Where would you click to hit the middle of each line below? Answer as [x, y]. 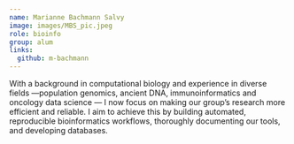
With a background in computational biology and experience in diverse [138, 83]
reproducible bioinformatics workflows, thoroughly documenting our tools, [145, 121]
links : [21, 50]
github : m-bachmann [53, 58]
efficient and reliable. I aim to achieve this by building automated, [128, 112]
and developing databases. [58, 130]
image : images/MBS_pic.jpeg [61, 26]
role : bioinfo [35, 34]
